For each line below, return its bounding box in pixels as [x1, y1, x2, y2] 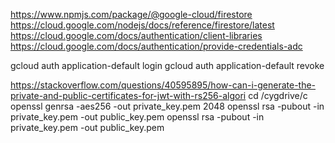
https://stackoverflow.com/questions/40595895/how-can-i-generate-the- [10, 79, 317, 91]
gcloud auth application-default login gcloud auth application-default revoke [10, 60, 325, 71]
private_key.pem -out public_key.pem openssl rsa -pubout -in [10, 111, 265, 123]
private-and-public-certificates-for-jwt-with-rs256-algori [10, 90, 247, 101]
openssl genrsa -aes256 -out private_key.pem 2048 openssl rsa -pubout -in [10, 100, 325, 112]
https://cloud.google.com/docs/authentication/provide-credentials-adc [10, 40, 303, 52]
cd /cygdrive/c [248, 90, 308, 101]
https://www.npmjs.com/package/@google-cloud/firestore [10, 9, 253, 20]
